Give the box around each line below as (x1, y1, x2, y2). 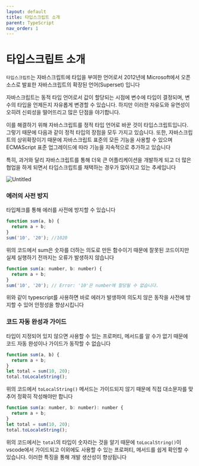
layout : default (6, 8, 46, 15)
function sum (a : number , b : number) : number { (6, 405, 124, 411)
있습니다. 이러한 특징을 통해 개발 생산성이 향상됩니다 (6, 453, 127, 461)
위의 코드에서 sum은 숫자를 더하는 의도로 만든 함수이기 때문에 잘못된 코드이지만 (6, 246, 189, 253)
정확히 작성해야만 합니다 (17, 393, 73, 400)
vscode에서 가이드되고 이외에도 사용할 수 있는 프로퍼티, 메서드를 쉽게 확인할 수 (6, 446, 189, 453)
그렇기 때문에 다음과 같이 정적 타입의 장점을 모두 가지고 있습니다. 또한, (6, 129, 168, 136)
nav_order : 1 (6, 25, 39, 32)
